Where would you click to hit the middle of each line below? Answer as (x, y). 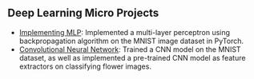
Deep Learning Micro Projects (83, 13)
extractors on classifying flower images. (85, 66)
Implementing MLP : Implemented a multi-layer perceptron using (124, 32)
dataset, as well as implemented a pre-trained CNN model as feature (132, 57)
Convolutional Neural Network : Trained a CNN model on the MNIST (130, 49)
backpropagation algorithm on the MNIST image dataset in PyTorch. (131, 41)
